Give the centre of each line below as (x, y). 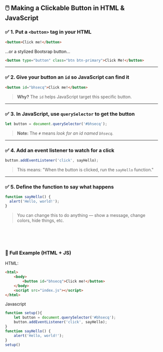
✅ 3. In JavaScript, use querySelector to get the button (70, 114)
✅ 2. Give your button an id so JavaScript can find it (67, 77)
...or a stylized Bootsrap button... (38, 51)
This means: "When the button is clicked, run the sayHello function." (85, 170)
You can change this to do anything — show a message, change (81, 215)
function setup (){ (24, 313)
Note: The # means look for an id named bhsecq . (65, 133)
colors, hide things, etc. (41, 220)
